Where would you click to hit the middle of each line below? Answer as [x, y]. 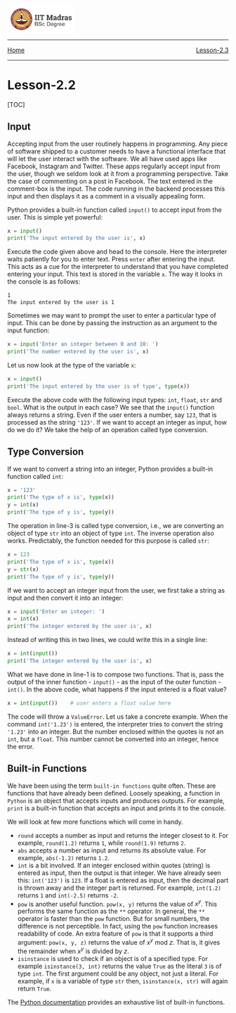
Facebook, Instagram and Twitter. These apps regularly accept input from [114, 166]
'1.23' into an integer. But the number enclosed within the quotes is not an [116, 731]
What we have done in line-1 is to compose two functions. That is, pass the [116, 674]
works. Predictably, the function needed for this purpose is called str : [108, 541]
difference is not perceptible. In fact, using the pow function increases [118, 926]
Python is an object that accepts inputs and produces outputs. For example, [116, 800]
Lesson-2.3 [212, 50]
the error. [21, 746]
